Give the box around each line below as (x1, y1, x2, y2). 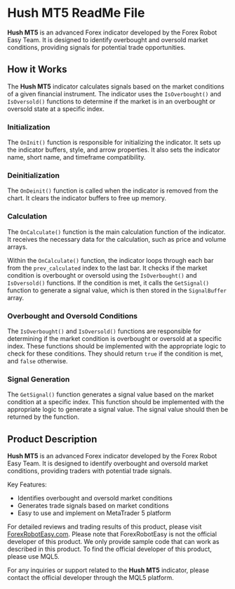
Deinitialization (7, 170, 60, 180)
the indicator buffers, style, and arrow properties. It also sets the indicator (7, 145, 221, 154)
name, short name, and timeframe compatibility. (7, 153, 146, 162)
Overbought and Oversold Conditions (7, 311, 138, 321)
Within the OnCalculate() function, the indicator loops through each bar (7, 256, 214, 264)
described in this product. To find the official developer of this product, (7, 545, 213, 553)
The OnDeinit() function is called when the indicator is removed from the (7, 186, 219, 195)
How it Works (7, 63, 67, 75)
